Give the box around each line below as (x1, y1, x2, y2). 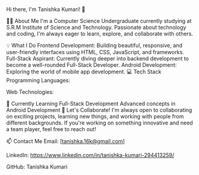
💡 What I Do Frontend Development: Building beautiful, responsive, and (6, 42, 183, 49)
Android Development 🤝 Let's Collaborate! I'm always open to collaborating (6, 106, 192, 114)
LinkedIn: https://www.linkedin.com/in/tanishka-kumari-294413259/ (6, 152, 174, 159)
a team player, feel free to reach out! (6, 126, 96, 132)
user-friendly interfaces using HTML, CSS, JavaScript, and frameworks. (6, 49, 185, 55)
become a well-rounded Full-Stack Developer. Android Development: (6, 61, 177, 69)
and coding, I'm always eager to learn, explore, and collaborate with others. (6, 30, 194, 37)
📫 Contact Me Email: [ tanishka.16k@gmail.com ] (6, 138, 125, 144)
